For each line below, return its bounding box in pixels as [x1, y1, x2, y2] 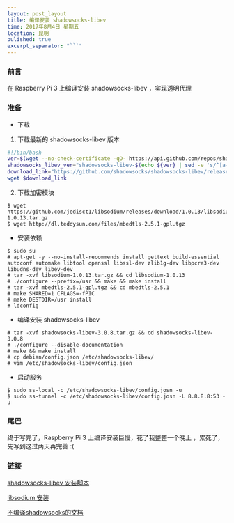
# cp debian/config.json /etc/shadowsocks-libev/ [7, 353, 155, 361]
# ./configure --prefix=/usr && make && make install [7, 278, 167, 285]
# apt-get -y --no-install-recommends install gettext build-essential [7, 253, 219, 260]
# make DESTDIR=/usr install [7, 296, 92, 303]
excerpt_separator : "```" [7, 42, 82, 49]
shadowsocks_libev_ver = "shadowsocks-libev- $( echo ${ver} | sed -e [7, 162, 204, 169]
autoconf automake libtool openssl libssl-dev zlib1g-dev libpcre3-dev [7, 259, 219, 267]
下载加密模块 [17, 188, 54, 196]
